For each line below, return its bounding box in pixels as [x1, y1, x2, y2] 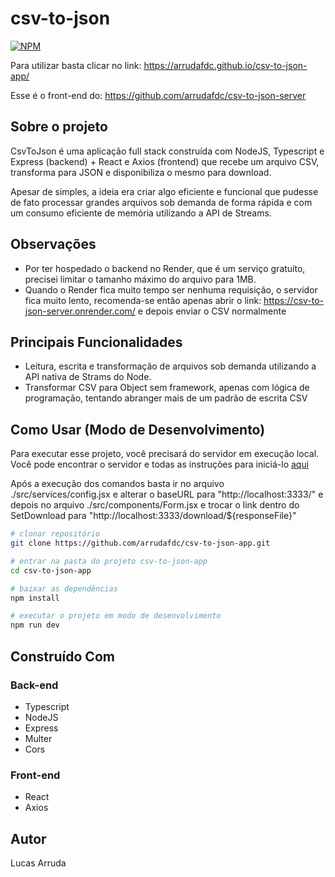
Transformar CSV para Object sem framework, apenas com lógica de [24, 382, 310, 394]
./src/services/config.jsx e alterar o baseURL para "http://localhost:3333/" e [10, 488, 324, 501]
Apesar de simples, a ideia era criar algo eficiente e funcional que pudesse [10, 185, 319, 197]
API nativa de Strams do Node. [24, 371, 152, 383]
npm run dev [10, 620, 60, 631]
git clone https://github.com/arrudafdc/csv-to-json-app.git [10, 538, 271, 549]
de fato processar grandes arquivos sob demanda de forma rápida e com [10, 196, 313, 208]
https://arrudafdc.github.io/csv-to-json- [143, 59, 308, 71]
